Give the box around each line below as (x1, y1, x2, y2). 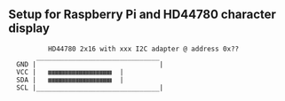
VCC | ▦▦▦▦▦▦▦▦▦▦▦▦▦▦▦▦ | (16, 67, 124, 76)
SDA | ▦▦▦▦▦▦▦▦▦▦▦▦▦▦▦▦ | (16, 75, 124, 84)
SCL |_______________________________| (16, 83, 164, 92)
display (8, 21, 51, 36)
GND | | (16, 59, 164, 69)
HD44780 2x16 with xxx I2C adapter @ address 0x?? (47, 44, 240, 53)
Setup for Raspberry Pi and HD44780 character (8, 7, 277, 22)
